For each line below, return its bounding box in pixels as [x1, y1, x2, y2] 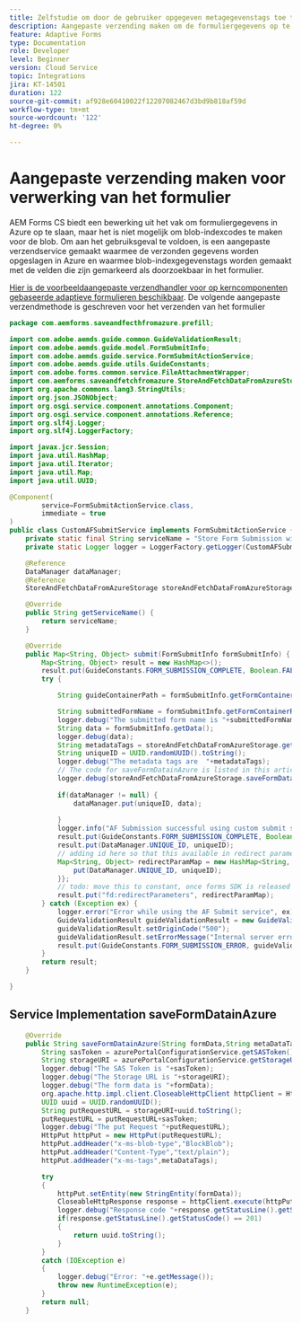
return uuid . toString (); [73, 1230, 167, 1239]
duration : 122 [9, 88, 63, 97]
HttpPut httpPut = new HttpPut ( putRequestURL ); [41, 1131, 222, 1141]
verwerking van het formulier [9, 188, 231, 207]
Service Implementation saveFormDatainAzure [9, 1007, 278, 1022]
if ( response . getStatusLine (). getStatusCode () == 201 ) [56, 1214, 262, 1223]
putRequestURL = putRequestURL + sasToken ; [41, 1115, 199, 1124]
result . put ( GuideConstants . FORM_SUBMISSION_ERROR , [56, 940, 251, 950]
